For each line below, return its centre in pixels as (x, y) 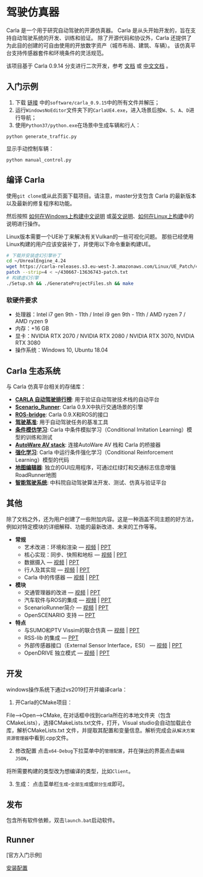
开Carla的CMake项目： (43, 702)
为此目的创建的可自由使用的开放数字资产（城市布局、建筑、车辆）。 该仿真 (98, 45)
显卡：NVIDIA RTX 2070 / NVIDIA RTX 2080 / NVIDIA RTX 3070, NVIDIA (105, 336)
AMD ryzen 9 (31, 322)
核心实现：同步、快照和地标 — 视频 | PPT (75, 554)
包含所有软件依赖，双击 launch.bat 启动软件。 (62, 820)
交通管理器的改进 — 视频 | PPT (62, 592)
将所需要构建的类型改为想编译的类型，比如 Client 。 (70, 771)
